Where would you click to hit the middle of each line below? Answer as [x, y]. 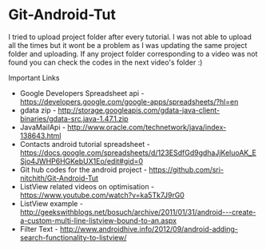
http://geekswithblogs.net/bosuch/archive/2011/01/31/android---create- [138, 212]
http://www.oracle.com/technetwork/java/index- [147, 127]
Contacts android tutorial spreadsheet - [85, 144]
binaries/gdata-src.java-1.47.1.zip [74, 118]
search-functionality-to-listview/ [73, 237]
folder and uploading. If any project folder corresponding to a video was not [133, 54]
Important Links [34, 77]
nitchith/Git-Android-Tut [59, 178]
